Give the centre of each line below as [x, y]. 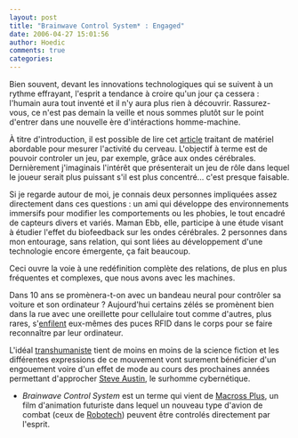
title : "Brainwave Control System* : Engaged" [97, 26]
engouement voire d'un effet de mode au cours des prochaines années [139, 369]
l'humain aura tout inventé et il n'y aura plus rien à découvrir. [120, 103]
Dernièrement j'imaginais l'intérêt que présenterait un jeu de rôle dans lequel [149, 167]
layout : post [33, 17]
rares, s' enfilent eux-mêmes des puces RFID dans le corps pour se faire [141, 323]
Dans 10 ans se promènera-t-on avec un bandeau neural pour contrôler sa [145, 295]
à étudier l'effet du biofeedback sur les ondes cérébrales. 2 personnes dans [148, 232]
